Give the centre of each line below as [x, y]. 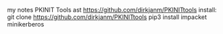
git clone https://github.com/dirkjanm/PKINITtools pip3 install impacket [107, 17]
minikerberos [26, 24]
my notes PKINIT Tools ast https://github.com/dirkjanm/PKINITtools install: [112, 10]
